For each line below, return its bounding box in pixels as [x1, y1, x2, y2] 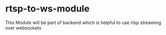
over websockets [5, 24, 42, 30]
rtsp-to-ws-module [5, 3, 90, 14]
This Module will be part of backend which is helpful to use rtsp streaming [5, 19, 161, 25]
